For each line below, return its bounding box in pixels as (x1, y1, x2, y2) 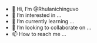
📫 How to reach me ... (11, 31, 66, 37)
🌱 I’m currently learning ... (11, 18, 75, 24)
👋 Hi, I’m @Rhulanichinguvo (11, 6, 79, 12)
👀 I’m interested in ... (11, 12, 62, 19)
